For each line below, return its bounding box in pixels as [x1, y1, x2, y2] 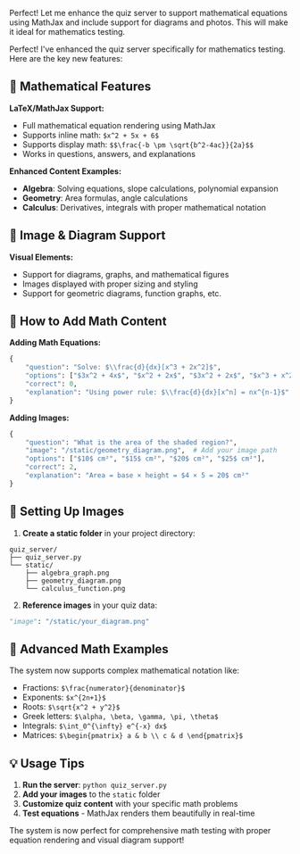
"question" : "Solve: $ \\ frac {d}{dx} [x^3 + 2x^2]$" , [25, 363, 221, 372]
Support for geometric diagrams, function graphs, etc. [21, 287, 221, 298]
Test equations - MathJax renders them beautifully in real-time [21, 808, 256, 819]
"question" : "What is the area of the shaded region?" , [25, 437, 238, 447]
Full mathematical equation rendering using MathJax [21, 120, 216, 130]
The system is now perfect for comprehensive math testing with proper [9, 825, 271, 836]
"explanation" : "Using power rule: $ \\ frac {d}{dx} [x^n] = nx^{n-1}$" [25, 387, 290, 396]
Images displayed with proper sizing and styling [21, 278, 198, 289]
